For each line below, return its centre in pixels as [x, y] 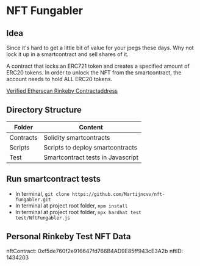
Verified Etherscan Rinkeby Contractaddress [62, 91]
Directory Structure [44, 110]
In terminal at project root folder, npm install [71, 206]
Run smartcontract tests [54, 179]
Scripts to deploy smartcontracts [90, 147]
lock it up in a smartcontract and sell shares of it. [68, 54]
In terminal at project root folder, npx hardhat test [78, 212]
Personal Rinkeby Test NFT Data [69, 236]
